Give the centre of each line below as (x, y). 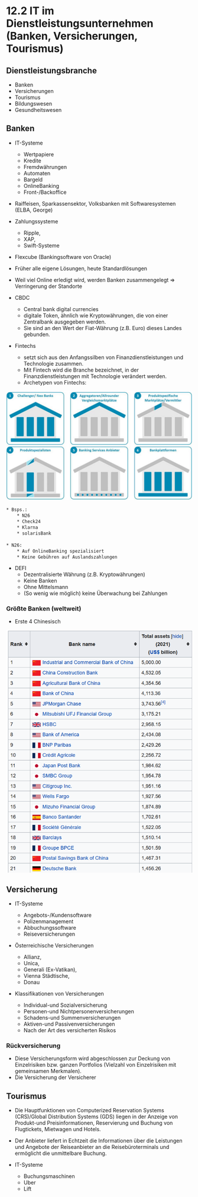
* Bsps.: (17, 510)
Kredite (32, 161)
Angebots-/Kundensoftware (57, 915)
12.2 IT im (30, 11)
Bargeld (33, 180)
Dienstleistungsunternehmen (80, 23)
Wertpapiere (39, 154)
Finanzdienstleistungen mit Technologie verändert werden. (95, 376)
